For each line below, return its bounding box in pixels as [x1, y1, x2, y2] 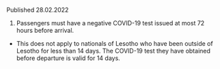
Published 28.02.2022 [6, 6, 69, 14]
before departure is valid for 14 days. [16, 54, 120, 62]
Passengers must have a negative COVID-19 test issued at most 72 [16, 19, 205, 27]
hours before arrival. [16, 27, 74, 34]
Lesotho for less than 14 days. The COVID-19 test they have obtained [16, 47, 211, 55]
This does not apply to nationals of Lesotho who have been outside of [16, 40, 213, 47]
